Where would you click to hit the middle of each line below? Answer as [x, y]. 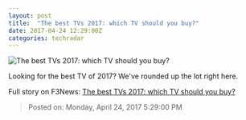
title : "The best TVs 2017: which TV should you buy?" [104, 23]
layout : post [30, 16]
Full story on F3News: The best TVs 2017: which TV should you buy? [122, 92]
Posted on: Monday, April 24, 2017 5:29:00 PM [105, 107]
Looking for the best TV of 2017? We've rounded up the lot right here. [123, 76]
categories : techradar [46, 38]
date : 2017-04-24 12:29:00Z [55, 30]
